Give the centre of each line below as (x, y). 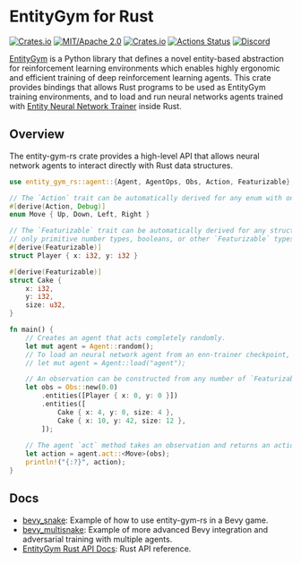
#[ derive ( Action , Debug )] (57, 206)
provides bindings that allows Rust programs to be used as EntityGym (138, 87)
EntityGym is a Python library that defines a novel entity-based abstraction (147, 58)
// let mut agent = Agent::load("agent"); (106, 363)
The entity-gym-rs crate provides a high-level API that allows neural (134, 156)
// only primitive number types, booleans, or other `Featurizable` (140, 239)
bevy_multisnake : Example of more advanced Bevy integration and (145, 529)
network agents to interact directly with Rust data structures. (121, 165)
